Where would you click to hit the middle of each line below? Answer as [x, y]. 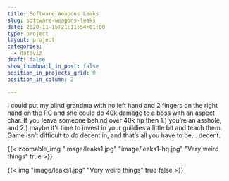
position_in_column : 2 [41, 79]
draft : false [26, 60]
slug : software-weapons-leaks [52, 20]
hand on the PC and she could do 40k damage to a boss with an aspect [111, 113]
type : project [28, 33]
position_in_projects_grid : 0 [52, 73]
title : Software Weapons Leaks [53, 14]
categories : [25, 46]
